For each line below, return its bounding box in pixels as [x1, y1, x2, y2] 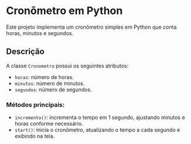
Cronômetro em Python [6, 4, 123, 18]
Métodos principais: [6, 101, 65, 109]
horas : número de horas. [14, 73, 74, 80]
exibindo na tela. [14, 133, 55, 140]
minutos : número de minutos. [14, 80, 85, 87]
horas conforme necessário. [14, 120, 83, 127]
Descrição [6, 47, 45, 57]
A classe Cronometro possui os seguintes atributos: [6, 62, 129, 69]
